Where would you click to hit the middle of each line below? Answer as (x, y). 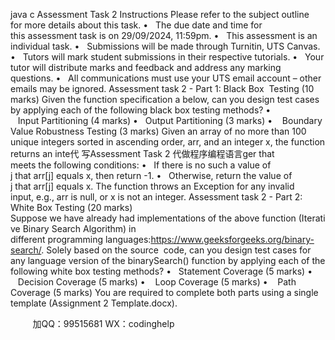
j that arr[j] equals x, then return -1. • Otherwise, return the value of (151, 175)
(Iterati (312, 218)
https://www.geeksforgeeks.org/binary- (232, 239)
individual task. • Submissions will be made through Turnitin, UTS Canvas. (165, 46)
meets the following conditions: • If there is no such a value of (141, 165)
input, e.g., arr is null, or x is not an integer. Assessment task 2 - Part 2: (156, 197)
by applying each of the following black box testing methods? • (141, 110)
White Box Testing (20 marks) (71, 207)
